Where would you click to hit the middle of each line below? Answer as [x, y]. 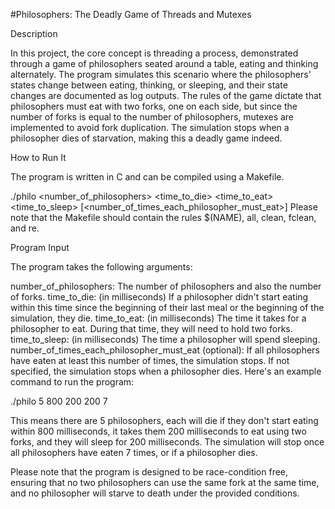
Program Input [40, 247]
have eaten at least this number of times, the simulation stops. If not [150, 360]
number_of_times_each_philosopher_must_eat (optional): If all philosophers [165, 350]
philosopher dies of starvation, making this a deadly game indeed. [146, 138]
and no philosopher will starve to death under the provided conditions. [155, 493]
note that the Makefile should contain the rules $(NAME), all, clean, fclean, [163, 217]
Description [34, 33]
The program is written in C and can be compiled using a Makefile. [147, 177]
